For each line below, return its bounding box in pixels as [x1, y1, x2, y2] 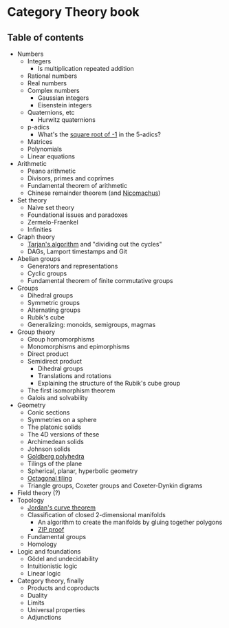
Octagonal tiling [27, 474, 72, 482]
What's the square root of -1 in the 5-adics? [37, 130, 162, 138]
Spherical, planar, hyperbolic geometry [27, 467, 138, 475]
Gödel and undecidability [27, 555, 98, 563]
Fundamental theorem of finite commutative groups [27, 277, 173, 284]
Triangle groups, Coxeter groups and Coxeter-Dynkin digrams [27, 481, 203, 490]
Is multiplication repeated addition [37, 65, 134, 72]
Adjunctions [27, 614, 62, 621]
